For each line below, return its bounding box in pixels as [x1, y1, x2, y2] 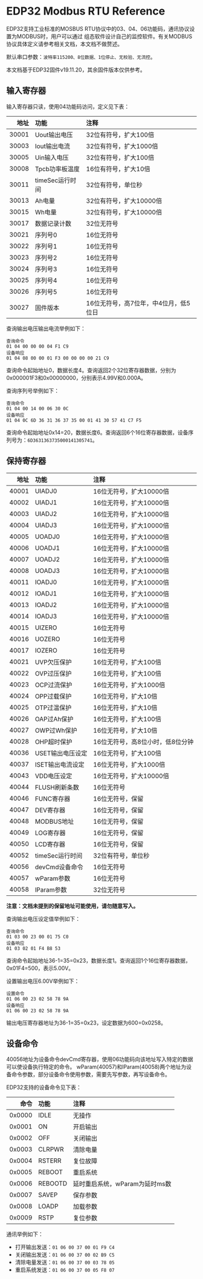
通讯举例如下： [6, 1230, 43, 1238]
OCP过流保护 [34, 680, 72, 689]
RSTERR [38, 1156, 62, 1165]
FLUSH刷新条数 [34, 783, 80, 792]
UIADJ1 [34, 498, 57, 506]
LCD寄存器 [34, 840, 65, 848]
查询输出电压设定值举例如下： [6, 915, 80, 922]
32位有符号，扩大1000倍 [86, 141, 158, 150]
